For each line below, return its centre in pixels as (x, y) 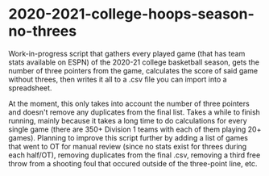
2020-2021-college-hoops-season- (132, 14)
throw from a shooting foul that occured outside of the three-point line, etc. (133, 163)
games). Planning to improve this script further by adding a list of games (128, 137)
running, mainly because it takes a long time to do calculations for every (128, 120)
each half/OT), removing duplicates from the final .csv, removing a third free (134, 155)
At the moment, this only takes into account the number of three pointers (129, 103)
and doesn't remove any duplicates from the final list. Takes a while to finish (134, 112)
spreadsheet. (30, 88)
